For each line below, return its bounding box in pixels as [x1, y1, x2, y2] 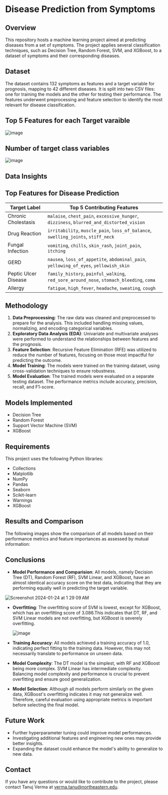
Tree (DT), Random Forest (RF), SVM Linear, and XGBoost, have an [12, 574, 150, 580]
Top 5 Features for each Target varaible [5, 116, 130, 125]
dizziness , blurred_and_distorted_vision [47, 219, 145, 226]
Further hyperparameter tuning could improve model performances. [12, 729, 152, 735]
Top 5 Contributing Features [69, 204, 138, 211]
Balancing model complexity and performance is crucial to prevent [12, 671, 150, 677]
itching [47, 248, 66, 254]
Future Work [5, 716, 45, 725]
